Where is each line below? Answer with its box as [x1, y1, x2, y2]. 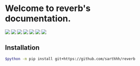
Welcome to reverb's [5, 3, 91, 14]
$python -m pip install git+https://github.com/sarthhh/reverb [5, 56, 136, 61]
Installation [5, 44, 40, 52]
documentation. [5, 13, 71, 24]
